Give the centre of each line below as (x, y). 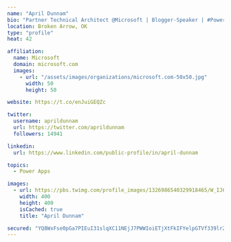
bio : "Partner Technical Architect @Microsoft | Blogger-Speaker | (106, 20)
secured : (20, 228)
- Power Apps (32, 172)
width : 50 (39, 83)
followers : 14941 (38, 134)
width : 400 (35, 197)
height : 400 (36, 203)
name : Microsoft (36, 58)
